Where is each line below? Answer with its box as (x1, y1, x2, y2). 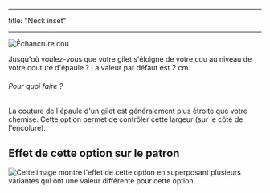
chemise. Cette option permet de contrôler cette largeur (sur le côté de (8, 115, 243, 124)
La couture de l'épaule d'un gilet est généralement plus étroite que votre (8, 106, 247, 116)
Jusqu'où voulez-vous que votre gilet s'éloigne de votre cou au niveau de (8, 54, 252, 64)
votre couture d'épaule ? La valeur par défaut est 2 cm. (8, 63, 190, 72)
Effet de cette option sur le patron (8, 146, 180, 160)
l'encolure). (8, 123, 47, 133)
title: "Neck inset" (8, 16, 67, 25)
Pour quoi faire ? (8, 81, 63, 90)
